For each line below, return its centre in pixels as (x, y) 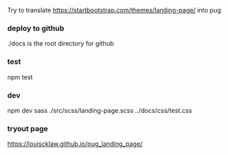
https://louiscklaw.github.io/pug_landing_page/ (75, 144)
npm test (20, 77)
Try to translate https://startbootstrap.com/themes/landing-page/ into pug (114, 10)
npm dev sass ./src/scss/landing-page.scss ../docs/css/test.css (100, 110)
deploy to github (36, 28)
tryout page (28, 128)
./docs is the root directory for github (61, 43)
